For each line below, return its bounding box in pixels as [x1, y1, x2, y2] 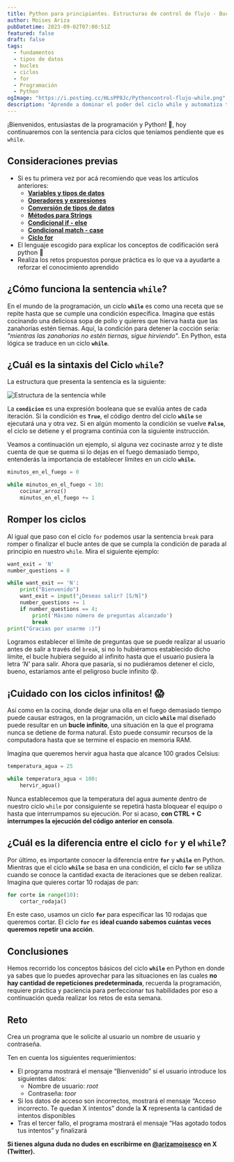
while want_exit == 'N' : [7, 580, 79, 587]
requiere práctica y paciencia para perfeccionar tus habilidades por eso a [7, 986, 218, 995]
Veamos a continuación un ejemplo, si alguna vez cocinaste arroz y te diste [7, 441, 224, 449]
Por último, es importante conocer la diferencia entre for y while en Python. [7, 855, 225, 864]
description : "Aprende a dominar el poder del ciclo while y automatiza [7, 101, 223, 108]
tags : [7, 43, 23, 50]
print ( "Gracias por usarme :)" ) [7, 625, 101, 632]
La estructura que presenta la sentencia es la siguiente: [7, 378, 166, 386]
